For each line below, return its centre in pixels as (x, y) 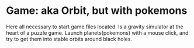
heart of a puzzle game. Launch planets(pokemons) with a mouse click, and (97, 32)
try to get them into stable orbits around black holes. (69, 39)
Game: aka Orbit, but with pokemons (97, 11)
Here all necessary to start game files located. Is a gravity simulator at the (95, 27)
